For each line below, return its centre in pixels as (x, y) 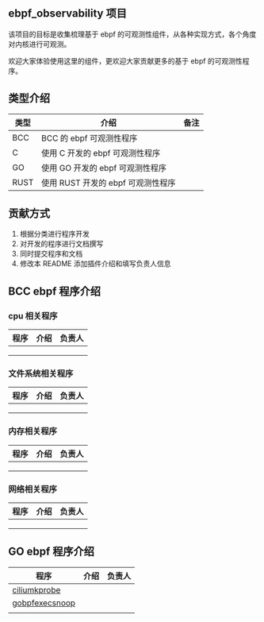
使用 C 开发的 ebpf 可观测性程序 (101, 153)
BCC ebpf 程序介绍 (55, 291)
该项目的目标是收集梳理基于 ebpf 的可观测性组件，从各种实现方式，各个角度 (132, 34)
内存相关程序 (33, 431)
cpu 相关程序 (33, 315)
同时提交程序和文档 (51, 254)
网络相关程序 (33, 489)
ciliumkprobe (36, 589)
